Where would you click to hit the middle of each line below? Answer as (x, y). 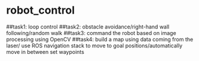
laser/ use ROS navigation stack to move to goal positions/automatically (94, 46)
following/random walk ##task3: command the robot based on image (91, 33)
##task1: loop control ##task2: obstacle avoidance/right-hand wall (88, 27)
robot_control (41, 10)
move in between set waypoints (45, 52)
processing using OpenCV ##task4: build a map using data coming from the (100, 39)
